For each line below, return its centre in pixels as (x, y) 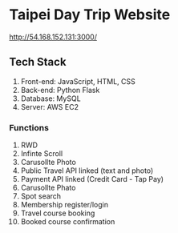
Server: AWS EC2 (50, 106)
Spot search (41, 196)
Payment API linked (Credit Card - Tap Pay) (92, 179)
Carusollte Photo (49, 163)
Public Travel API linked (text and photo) (87, 171)
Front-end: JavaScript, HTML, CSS (78, 81)
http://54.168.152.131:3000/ (53, 37)
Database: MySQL (51, 98)
